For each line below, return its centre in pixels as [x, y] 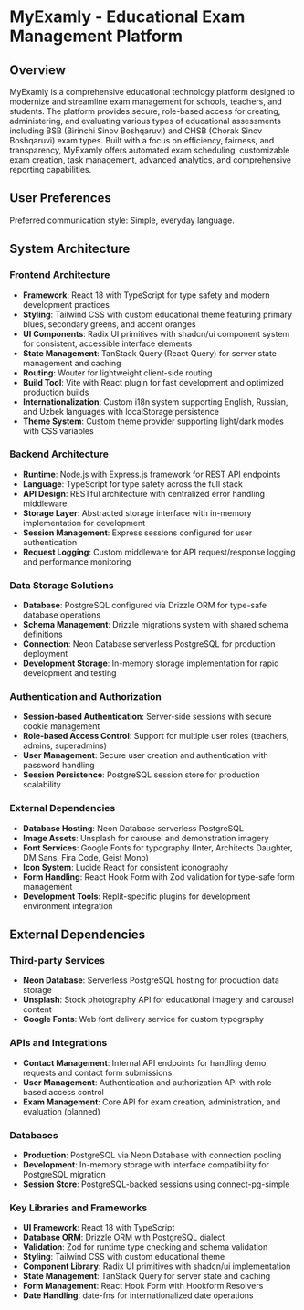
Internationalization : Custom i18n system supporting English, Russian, [155, 401]
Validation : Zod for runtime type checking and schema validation [145, 1247]
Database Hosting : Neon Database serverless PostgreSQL [133, 828]
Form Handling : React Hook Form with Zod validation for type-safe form [158, 877]
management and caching [72, 363]
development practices [66, 304]
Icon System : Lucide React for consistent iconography [126, 867]
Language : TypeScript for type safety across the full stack [133, 484]
